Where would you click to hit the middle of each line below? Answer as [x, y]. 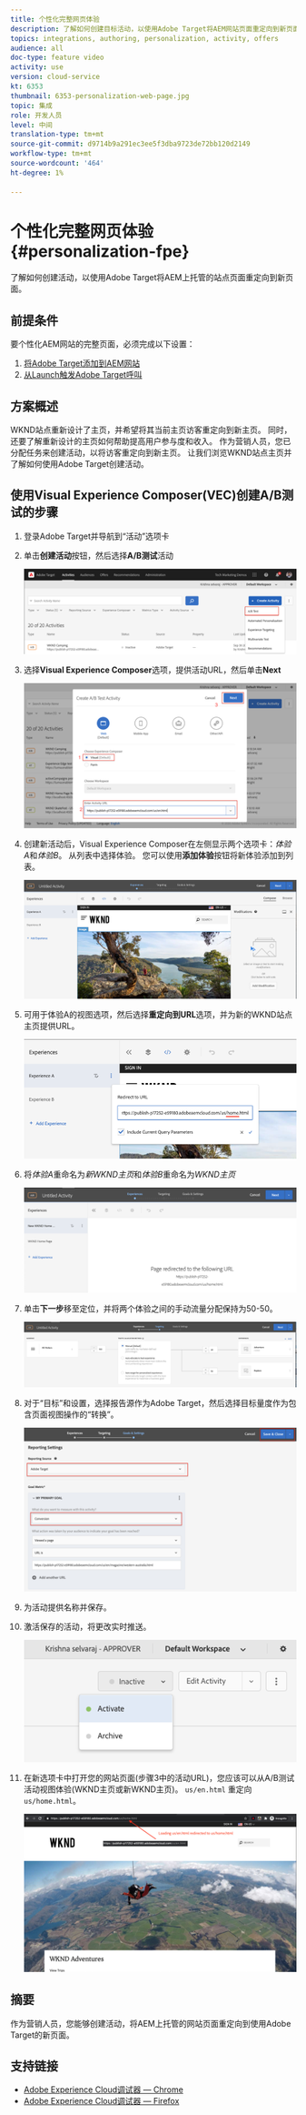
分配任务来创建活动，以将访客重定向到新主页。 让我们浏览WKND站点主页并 [151, 453]
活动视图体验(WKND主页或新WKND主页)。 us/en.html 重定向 [138, 1789]
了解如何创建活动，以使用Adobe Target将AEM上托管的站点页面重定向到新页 [152, 278]
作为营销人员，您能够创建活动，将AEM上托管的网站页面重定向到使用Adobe [151, 2023]
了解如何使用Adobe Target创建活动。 [79, 464]
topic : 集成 [31, 106]
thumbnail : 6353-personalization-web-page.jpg [100, 96]
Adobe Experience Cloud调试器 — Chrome [104, 2090]
